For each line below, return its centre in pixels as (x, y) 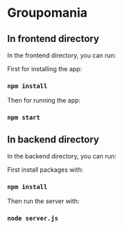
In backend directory (53, 139)
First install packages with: (46, 170)
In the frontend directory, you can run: (62, 55)
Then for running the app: (44, 101)
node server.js (33, 219)
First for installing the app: (44, 69)
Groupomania (48, 13)
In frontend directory (53, 39)
